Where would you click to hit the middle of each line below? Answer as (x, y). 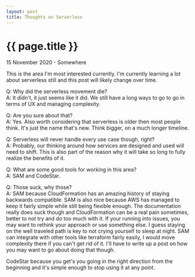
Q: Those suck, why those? (39, 187)
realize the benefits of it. (36, 158)
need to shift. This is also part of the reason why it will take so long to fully (96, 152)
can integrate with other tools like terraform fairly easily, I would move (90, 238)
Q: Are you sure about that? (39, 116)
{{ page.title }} (42, 46)
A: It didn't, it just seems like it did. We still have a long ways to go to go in (95, 98)
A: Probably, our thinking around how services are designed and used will (95, 146)
